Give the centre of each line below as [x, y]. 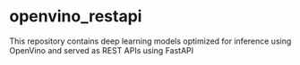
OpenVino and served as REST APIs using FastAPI [102, 50]
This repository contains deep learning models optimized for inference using [150, 41]
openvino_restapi [76, 16]
